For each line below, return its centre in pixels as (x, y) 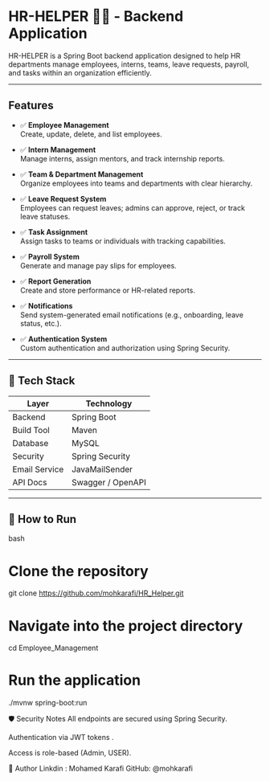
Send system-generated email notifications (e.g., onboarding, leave (131, 315)
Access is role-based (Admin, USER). (70, 753)
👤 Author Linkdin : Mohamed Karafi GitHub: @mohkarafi (100, 769)
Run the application (75, 680)
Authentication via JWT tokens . (61, 738)
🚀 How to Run (43, 519)
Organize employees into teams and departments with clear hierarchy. (136, 183)
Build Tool (31, 430)
